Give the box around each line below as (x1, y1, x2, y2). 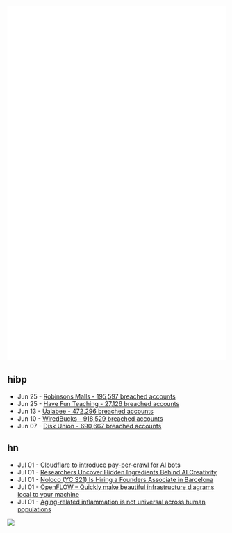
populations (17, 504, 51, 513)
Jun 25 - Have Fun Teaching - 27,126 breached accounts (17, 399, 180, 408)
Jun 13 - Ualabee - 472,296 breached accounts (17, 407, 154, 415)
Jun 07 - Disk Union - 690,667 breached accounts (17, 422, 162, 430)
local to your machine (17, 490, 80, 498)
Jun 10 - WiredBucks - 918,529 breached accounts (17, 414, 163, 423)
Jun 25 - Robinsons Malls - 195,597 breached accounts (17, 392, 176, 401)
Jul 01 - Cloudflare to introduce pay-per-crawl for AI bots (17, 461, 181, 469)
